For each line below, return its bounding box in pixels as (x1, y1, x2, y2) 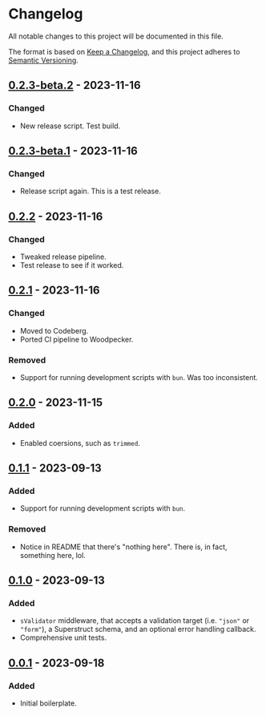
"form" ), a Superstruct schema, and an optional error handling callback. (19, 625, 256, 634)
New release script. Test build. (19, 121, 121, 131)
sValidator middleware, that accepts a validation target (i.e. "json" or (19, 616, 250, 625)
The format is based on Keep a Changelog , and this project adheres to (8, 47, 240, 56)
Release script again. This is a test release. (19, 186, 162, 196)
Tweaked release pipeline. (19, 252, 107, 261)
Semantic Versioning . (8, 55, 79, 65)
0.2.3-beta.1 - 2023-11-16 (8, 144, 138, 158)
